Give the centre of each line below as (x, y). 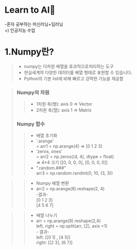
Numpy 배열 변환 (53, 183)
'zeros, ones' (49, 152)
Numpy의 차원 (33, 92)
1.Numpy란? (29, 52)
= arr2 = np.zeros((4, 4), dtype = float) (75, 157)
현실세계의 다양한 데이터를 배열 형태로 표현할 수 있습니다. (78, 72)
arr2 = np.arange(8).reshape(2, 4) (70, 189)
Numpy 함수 (31, 124)
